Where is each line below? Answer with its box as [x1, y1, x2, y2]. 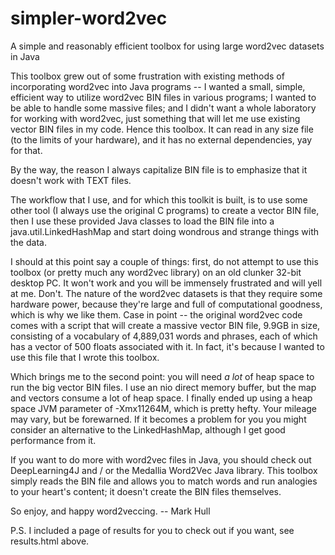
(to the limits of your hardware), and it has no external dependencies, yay [10, 133, 313, 146]
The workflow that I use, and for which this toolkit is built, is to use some [10, 193, 308, 206]
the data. [10, 236, 47, 248]
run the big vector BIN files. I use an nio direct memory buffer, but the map [10, 381, 317, 393]
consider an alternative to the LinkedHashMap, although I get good [10, 423, 286, 436]
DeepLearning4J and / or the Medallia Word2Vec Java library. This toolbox [10, 464, 318, 476]
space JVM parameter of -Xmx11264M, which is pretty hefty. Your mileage [10, 402, 317, 414]
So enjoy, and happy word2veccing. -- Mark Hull [10, 505, 211, 517]
